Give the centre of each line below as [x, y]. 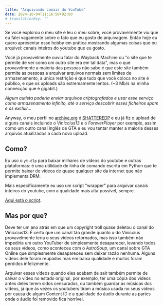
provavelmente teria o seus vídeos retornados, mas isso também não [74, 238]
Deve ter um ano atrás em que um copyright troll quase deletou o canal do [80, 227]
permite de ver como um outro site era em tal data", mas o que [68, 63]
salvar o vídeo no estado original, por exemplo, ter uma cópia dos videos [78, 278]
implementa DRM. [23, 176]
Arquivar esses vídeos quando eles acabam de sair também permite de [76, 273]
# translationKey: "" [27, 19]
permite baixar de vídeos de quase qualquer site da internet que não [74, 171]
